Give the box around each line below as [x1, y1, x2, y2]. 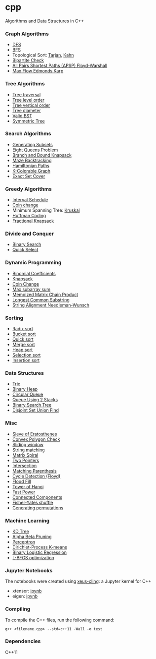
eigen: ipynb [12, 593, 38, 599]
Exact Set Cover [12, 173, 45, 179]
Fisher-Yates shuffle [12, 499, 53, 505]
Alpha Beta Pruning [12, 534, 52, 539]
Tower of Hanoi [12, 483, 44, 489]
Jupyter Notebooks [5, 567, 53, 574]
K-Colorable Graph [12, 168, 51, 174]
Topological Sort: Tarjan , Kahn [12, 52, 74, 58]
